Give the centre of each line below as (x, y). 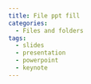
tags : (17, 38)
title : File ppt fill (44, 16)
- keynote (32, 68)
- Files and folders (49, 30)
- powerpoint (37, 61)
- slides (30, 46)
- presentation (41, 53)
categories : (28, 23)
